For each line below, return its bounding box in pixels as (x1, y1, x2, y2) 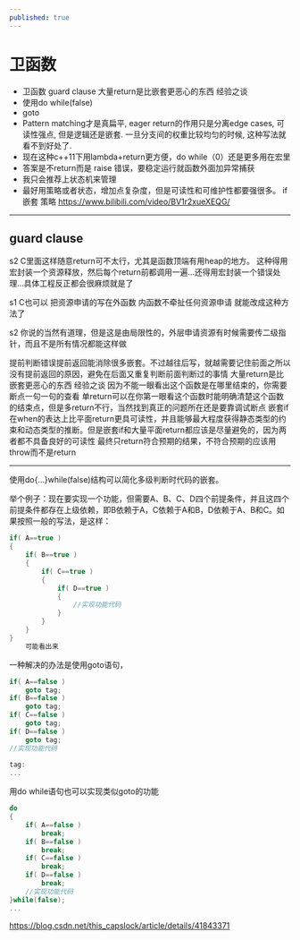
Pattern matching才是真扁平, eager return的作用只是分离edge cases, (21, 117, 275, 128)
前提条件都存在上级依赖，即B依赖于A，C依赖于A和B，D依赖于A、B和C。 (9, 505, 278, 516)
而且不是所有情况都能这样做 (24, 338, 127, 349)
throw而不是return (9, 447, 77, 457)
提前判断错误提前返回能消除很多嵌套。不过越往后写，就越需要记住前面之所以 (9, 357, 291, 368)
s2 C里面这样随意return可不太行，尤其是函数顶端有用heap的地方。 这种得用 (9, 256, 288, 267)
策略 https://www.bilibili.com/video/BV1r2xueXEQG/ (39, 196, 230, 207)
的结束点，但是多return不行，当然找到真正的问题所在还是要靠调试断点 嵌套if (9, 402, 289, 413)
